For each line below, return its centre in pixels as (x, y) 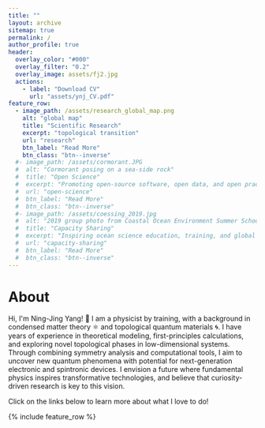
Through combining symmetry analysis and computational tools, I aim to (125, 353)
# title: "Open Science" (58, 177)
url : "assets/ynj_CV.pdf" (71, 96)
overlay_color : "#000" (52, 60)
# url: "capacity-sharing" (62, 243)
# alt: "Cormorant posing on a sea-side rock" (95, 170)
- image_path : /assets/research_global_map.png (95, 111)
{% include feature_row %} (52, 417)
